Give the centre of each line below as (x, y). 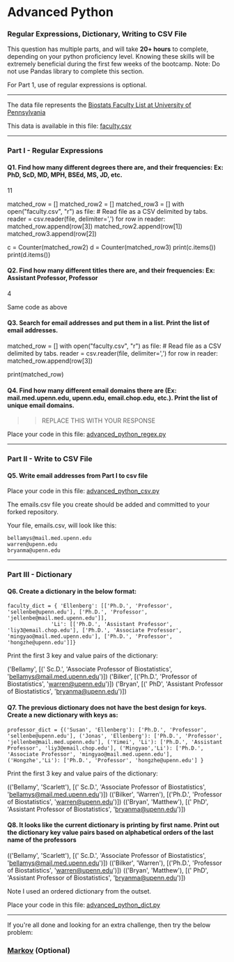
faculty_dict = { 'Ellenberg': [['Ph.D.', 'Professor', (90, 606)
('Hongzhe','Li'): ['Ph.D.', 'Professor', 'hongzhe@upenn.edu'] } (106, 760)
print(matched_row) (36, 374)
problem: (20, 932)
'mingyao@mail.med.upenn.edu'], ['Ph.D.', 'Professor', (90, 636)
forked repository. (33, 512)
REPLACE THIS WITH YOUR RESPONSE (98, 421)
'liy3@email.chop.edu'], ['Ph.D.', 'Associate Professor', (95, 631)
